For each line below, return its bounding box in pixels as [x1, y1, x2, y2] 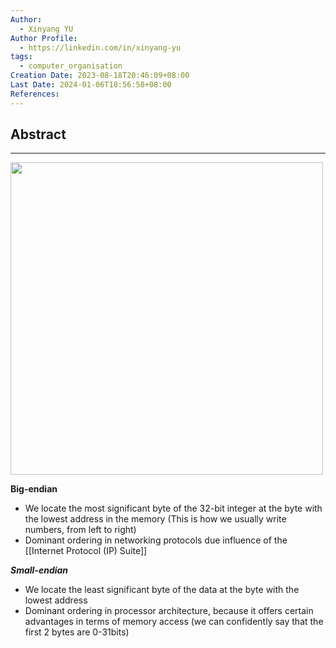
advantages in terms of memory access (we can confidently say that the [24, 616, 324, 628]
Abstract [10, 126, 67, 143]
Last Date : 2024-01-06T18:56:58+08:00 [10, 80, 172, 90]
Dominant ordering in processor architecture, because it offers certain [24, 605, 314, 617]
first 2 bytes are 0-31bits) [24, 626, 130, 638]
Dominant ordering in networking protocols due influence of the [24, 534, 288, 546]
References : [10, 89, 60, 99]
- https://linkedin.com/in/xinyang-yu [19, 42, 182, 53]
